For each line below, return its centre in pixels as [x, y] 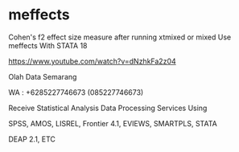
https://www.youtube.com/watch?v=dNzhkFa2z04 [93, 61]
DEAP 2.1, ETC [32, 139]
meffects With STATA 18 [48, 45]
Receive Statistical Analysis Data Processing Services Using [108, 108]
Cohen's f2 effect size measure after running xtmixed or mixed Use [120, 37]
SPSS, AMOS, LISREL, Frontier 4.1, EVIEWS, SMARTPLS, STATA [113, 123]
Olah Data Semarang [43, 76]
